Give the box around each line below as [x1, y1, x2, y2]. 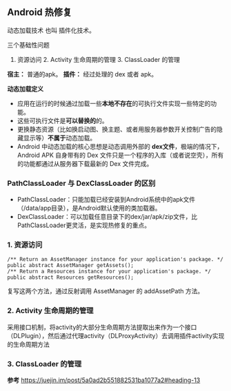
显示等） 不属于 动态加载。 [23, 134, 97, 142]
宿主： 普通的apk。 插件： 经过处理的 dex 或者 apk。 [7, 70, 157, 78]
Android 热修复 [7, 6, 72, 19]
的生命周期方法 [7, 340, 50, 348]
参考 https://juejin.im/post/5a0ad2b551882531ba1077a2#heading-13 [7, 376, 201, 384]
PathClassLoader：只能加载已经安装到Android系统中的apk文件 [17, 195, 196, 204]
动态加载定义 [7, 85, 43, 93]
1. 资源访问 [7, 240, 43, 250]
